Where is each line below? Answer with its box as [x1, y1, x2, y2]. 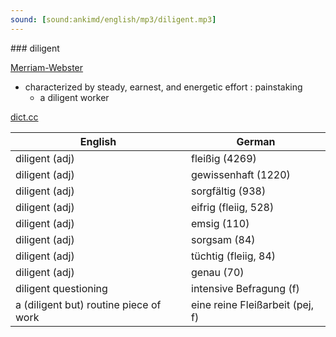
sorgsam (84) [191, 232, 256, 246]
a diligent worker [39, 91, 110, 103]
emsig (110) [191, 216, 250, 230]
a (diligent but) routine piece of [15, 297, 162, 311]
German [236, 134, 276, 148]
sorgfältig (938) [191, 184, 267, 198]
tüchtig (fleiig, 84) [191, 249, 277, 263]
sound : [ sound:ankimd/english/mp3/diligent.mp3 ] [10, 14, 217, 25]
